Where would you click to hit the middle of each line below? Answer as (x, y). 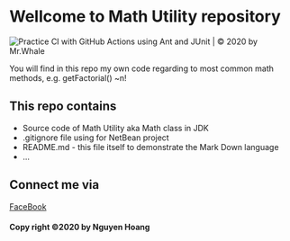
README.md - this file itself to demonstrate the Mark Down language (150, 147)
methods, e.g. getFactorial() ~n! (68, 77)
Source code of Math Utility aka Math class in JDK (116, 128)
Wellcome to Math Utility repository (145, 17)
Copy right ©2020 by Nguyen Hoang (80, 228)
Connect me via (54, 185)
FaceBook (28, 206)
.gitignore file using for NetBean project (95, 138)
